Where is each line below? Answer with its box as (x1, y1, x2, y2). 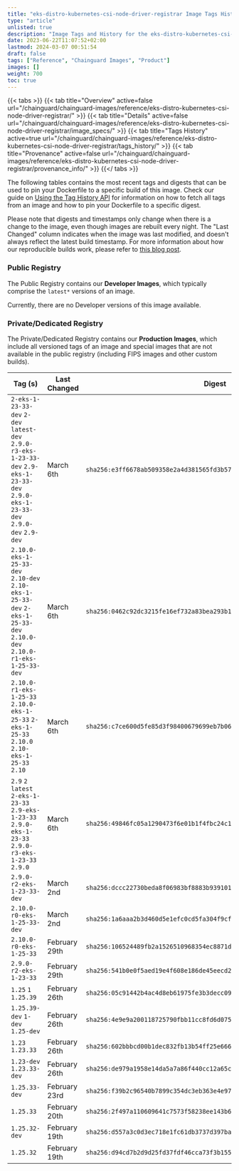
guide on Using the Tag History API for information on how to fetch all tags (7, 193, 225, 202)
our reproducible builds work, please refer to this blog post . (7, 245, 181, 254)
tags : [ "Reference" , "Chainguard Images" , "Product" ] (7, 57, 171, 64)
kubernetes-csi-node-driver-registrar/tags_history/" (7, 142, 160, 150)
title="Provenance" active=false (7, 149, 101, 158)
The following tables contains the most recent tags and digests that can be (7, 178, 227, 187)
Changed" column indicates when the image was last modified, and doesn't (7, 230, 229, 239)
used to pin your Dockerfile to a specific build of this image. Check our (7, 186, 215, 195)
